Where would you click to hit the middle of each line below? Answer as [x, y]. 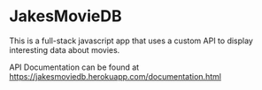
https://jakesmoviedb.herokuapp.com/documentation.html [115, 76]
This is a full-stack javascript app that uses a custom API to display [131, 41]
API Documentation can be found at [74, 67]
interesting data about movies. [65, 49]
